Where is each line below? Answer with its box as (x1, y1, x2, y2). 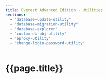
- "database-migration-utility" (10, 21, 79, 27)
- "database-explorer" (10, 27, 58, 32)
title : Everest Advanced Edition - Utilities (5, 7, 103, 13)
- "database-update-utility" (10, 17, 71, 22)
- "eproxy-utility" (10, 36, 51, 41)
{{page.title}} (5, 62, 63, 74)
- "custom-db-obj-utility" (10, 31, 67, 36)
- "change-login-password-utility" (10, 41, 85, 46)
